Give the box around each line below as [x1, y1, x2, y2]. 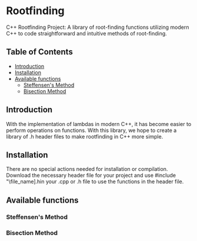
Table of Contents [6, 47, 74, 57]
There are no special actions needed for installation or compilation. [6, 166, 168, 173]
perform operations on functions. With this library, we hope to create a [6, 127, 177, 134]
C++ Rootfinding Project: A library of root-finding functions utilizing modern [6, 24, 189, 31]
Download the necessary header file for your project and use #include [6, 172, 176, 179]
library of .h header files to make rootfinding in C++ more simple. [6, 133, 163, 140]
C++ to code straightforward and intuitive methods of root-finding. [6, 29, 168, 37]
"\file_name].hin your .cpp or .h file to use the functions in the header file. [6, 178, 184, 185]
